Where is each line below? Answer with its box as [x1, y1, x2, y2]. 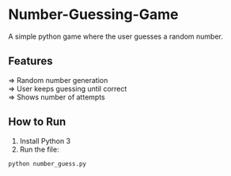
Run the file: [19, 144, 59, 154]
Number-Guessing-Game [8, 6, 179, 24]
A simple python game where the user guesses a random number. [8, 32, 224, 41]
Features [8, 54, 53, 68]
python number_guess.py [8, 159, 87, 167]
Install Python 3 [19, 136, 71, 145]
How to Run [8, 115, 66, 129]
